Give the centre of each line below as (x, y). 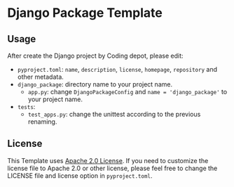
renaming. (42, 122)
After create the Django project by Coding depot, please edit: (95, 56)
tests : (26, 107)
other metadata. (41, 77)
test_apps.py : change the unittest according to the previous (114, 114)
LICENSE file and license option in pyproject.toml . (80, 175)
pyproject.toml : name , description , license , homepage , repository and (117, 69)
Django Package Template (85, 13)
